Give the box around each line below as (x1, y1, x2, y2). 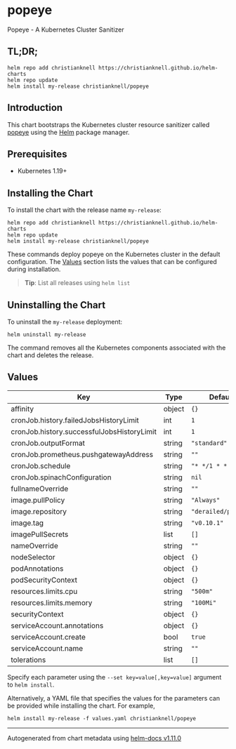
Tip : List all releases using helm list (24, 279, 131, 287)
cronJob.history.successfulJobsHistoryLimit (11, 427, 157, 437)
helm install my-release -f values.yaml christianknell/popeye (7, 715, 197, 722)
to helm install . (7, 680, 55, 689)
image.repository (11, 506, 67, 516)
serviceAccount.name (11, 643, 83, 653)
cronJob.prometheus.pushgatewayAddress (11, 449, 153, 459)
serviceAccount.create (11, 632, 86, 642)
